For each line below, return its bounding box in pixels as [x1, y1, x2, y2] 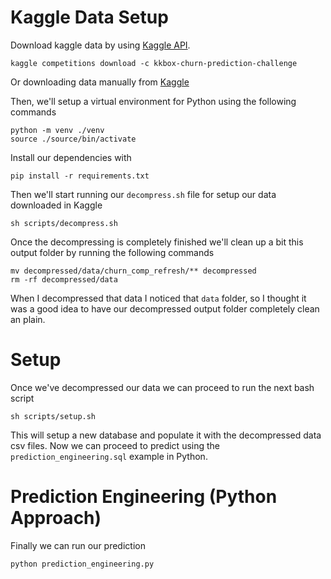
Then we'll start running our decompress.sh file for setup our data [10, 188, 277, 200]
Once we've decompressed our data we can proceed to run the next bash [10, 381, 315, 393]
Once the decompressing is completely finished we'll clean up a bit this [10, 236, 304, 248]
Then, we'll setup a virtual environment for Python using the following [10, 95, 297, 107]
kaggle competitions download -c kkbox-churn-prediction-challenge [10, 58, 298, 68]
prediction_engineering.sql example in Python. [10, 450, 208, 462]
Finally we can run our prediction [10, 539, 146, 551]
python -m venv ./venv [10, 125, 105, 135]
